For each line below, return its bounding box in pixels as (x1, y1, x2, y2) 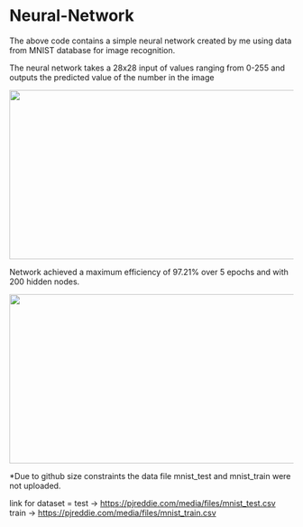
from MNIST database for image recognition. (9, 44, 176, 55)
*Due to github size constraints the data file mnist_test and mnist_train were (9, 470, 291, 481)
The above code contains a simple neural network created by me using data (9, 35, 292, 46)
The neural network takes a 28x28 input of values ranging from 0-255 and (9, 62, 286, 73)
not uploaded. (9, 480, 61, 491)
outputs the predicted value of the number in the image (9, 71, 215, 82)
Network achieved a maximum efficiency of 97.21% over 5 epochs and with (9, 266, 289, 277)
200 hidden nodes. (9, 276, 80, 287)
